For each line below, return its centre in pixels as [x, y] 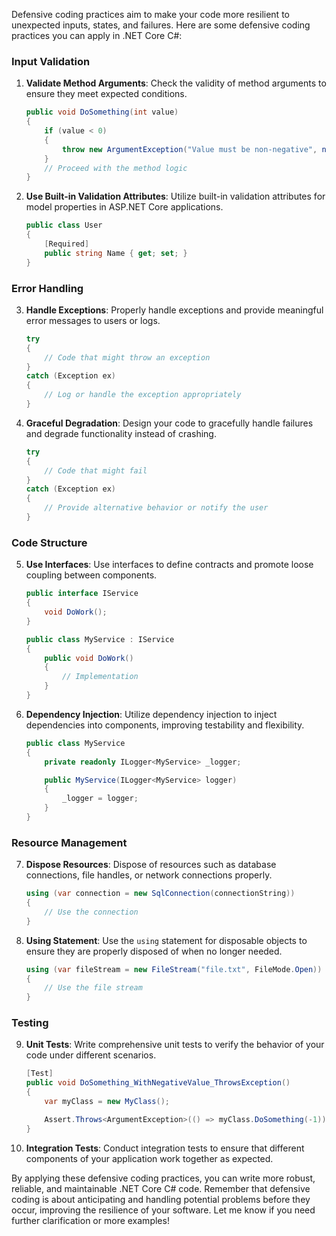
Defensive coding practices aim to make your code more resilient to [150, 14]
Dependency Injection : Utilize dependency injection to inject [151, 714]
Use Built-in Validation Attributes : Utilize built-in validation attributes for [175, 196]
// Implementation [100, 677]
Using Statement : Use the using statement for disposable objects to [166, 940]
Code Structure [49, 542]
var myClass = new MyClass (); [107, 1102]
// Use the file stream [93, 988]
